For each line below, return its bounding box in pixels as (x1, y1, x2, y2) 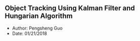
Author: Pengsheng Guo (12, 25, 63, 31)
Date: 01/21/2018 (12, 30, 47, 36)
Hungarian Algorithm (5, 12, 73, 20)
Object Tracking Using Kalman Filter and (5, 4, 135, 12)
